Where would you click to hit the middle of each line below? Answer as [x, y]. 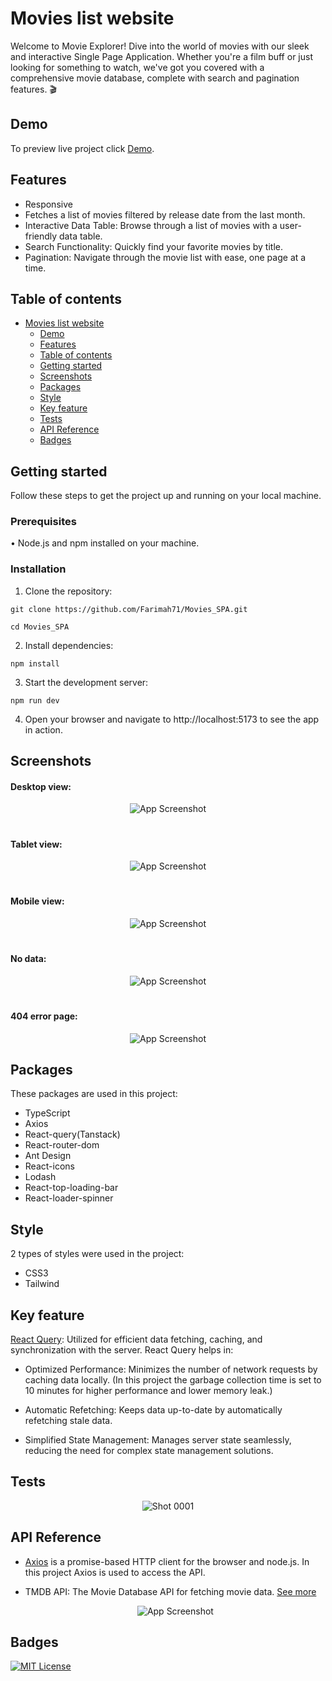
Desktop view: [41, 786]
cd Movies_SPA [40, 627]
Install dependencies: [69, 645]
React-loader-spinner [69, 1198]
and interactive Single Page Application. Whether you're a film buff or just [161, 56]
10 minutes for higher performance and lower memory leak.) [148, 1390]
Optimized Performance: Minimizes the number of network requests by [171, 1369]
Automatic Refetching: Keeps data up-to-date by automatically [153, 1410]
